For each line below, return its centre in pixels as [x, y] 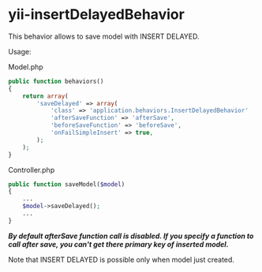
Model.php [26, 67]
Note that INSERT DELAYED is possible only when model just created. [122, 259]
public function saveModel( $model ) [67, 184]
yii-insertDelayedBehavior [97, 15]
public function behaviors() [56, 81]
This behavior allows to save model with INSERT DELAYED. [104, 36]
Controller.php [32, 170]
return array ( [45, 96]
